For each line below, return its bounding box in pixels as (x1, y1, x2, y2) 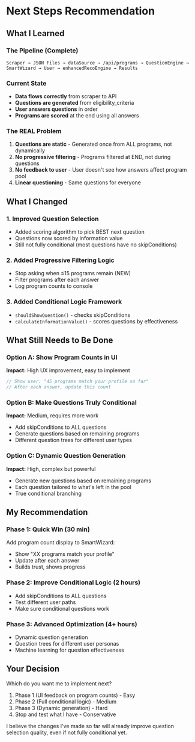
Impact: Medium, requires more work (6, 412, 99, 419)
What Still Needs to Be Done (6, 335, 113, 346)
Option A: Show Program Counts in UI (6, 354, 118, 362)
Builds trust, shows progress (14, 563, 86, 570)
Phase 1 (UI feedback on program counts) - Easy (14, 691, 136, 699)
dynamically (14, 147, 45, 154)
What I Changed (6, 196, 68, 207)
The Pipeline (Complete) (6, 46, 79, 55)
